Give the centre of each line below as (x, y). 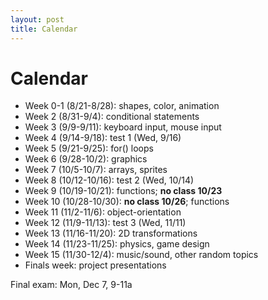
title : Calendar (44, 29)
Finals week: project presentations (95, 265)
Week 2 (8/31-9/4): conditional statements (112, 117)
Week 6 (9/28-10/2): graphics (86, 159)
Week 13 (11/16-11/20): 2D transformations (111, 233)
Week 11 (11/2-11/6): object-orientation (103, 212)
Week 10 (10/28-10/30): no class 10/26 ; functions (127, 202)
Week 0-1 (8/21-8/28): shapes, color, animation (122, 106)
